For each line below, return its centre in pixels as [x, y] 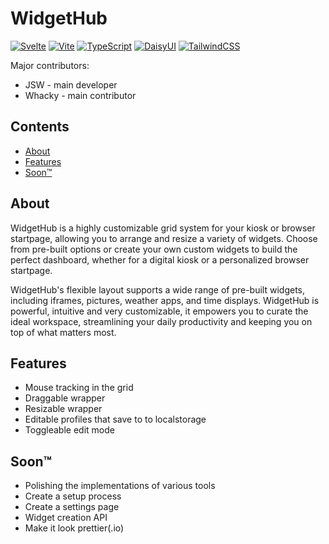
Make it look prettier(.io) [74, 528]
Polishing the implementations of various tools [120, 486]
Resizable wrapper [63, 409]
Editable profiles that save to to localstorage [115, 419]
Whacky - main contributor [80, 95]
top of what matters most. [63, 332]
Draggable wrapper [65, 398]
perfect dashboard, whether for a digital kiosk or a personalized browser [160, 259]
